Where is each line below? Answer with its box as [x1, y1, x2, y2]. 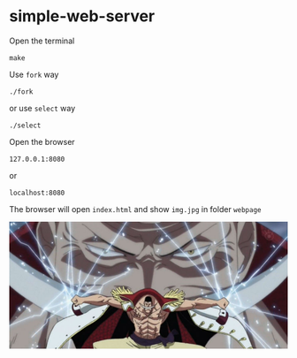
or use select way [9, 103, 76, 113]
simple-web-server [9, 6, 156, 27]
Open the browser [9, 136, 75, 147]
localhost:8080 [9, 188, 65, 197]
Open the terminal [9, 35, 75, 46]
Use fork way [9, 69, 59, 80]
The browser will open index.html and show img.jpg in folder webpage [9, 203, 262, 214]
